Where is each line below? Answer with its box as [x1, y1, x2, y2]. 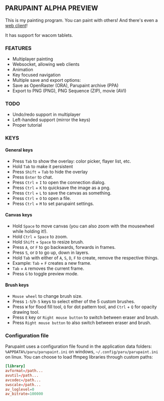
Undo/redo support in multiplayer [12, 112, 81, 118]
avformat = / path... [5, 369, 43, 374]
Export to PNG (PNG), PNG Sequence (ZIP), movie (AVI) [12, 88, 127, 94]
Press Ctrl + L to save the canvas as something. [12, 190, 112, 196]
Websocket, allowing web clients [12, 61, 80, 67]
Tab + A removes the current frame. [12, 265, 84, 271]
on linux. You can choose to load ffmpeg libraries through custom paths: [5, 354, 153, 360]
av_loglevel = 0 [5, 387, 35, 392]
